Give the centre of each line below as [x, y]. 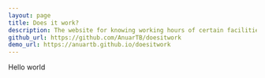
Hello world [27, 67]
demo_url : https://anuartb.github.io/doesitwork [90, 45]
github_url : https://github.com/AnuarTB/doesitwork [95, 37]
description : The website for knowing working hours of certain [116, 30]
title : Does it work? [44, 23]
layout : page [30, 15]
